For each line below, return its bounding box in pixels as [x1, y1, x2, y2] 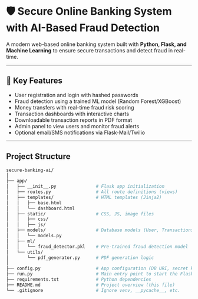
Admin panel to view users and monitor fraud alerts [14, 122, 140, 129]
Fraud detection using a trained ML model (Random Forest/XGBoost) [14, 98, 181, 105]
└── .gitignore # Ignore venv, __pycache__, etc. [6, 287, 181, 293]
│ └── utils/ [6, 249, 44, 255]
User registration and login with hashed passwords [14, 91, 138, 98]
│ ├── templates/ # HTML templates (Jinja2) [6, 194, 162, 200]
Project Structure [6, 151, 71, 162]
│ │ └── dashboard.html [6, 205, 75, 211]
